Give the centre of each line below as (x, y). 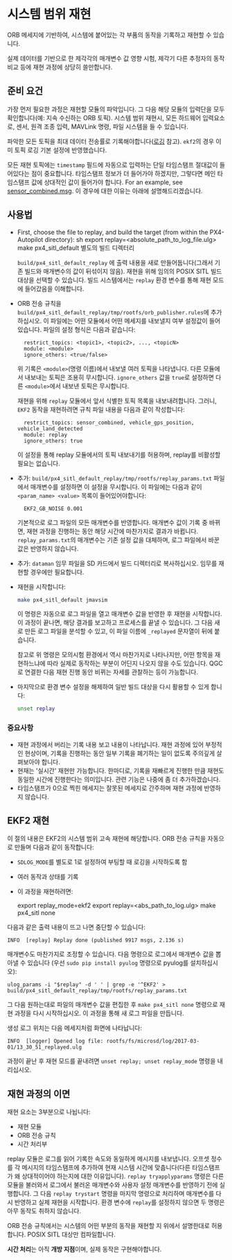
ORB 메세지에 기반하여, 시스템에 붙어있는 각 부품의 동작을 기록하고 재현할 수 (109, 35)
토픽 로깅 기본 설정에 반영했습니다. (61, 150)
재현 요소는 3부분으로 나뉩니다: (49, 1112)
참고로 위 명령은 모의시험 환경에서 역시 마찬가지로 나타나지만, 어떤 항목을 (115, 655)
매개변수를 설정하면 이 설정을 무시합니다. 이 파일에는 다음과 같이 (116, 487)
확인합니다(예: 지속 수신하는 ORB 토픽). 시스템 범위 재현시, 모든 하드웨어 (104, 118)
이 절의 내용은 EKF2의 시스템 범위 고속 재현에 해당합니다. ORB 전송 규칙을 (107, 839)
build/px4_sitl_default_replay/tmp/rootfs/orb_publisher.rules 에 (113, 312)
